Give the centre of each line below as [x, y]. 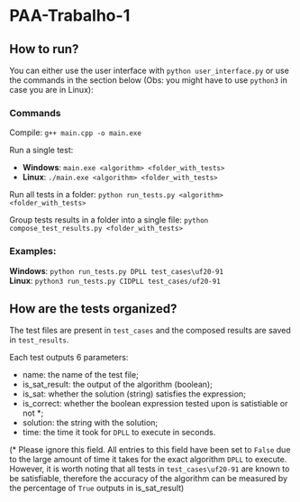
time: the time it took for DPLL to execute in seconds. [119, 433]
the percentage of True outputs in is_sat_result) [97, 488]
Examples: [33, 251]
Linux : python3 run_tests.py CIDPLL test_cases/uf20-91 [115, 280]
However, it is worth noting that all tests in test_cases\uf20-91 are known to [150, 469]
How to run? [44, 49]
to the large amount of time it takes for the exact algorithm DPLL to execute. [148, 460]
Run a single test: [41, 151]
